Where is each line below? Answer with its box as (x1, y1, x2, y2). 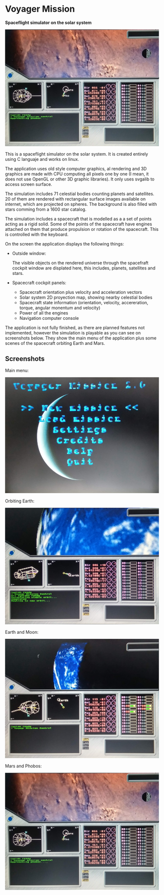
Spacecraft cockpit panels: (12, 280, 67, 286)
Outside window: (12, 250, 46, 256)
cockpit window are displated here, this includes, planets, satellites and (12, 265, 156, 271)
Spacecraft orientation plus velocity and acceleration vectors (19, 290, 143, 295)
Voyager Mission (5, 3, 75, 15)
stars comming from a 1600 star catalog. (5, 206, 87, 212)
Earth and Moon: (5, 629, 39, 635)
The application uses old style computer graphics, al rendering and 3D (5, 166, 147, 172)
